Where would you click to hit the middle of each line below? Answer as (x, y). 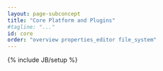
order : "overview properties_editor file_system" (82, 40)
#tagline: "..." (31, 27)
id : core (20, 33)
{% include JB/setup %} (43, 60)
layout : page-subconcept (44, 14)
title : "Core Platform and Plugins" (61, 20)
